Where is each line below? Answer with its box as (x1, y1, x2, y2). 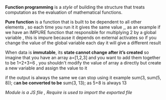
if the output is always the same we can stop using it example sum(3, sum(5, (5, 75, 161, 80)
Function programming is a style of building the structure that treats (5, 4, 145, 10)
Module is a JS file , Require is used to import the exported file (5, 90, 132, 95)
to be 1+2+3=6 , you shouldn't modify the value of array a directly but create (5, 60, 162, 66)
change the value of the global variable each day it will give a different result (5, 40, 161, 46)
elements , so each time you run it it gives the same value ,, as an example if (5, 24, 161, 30)
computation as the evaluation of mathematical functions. (5, 9, 123, 15)
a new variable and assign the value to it (5, 65, 88, 71)
